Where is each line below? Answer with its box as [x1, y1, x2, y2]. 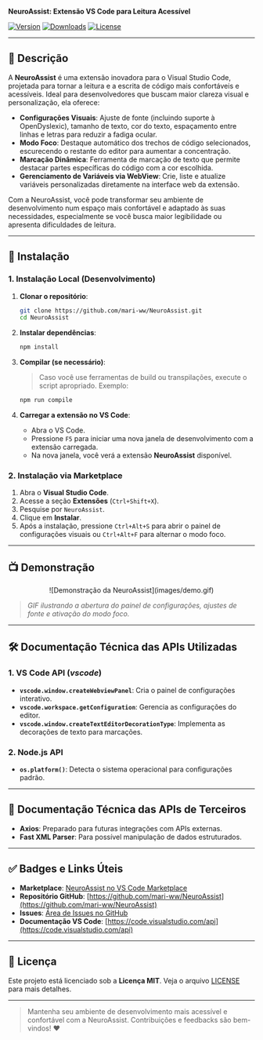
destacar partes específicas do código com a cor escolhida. [19, 162, 214, 172]
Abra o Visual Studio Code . [19, 488, 110, 498]
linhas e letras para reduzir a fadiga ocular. [19, 130, 158, 139]
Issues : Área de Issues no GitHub [19, 908, 128, 918]
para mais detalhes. [8, 984, 72, 994]
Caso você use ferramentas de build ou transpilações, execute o [38, 373, 247, 382]
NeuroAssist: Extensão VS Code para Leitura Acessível [8, 7, 191, 16]
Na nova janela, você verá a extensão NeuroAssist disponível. [31, 451, 232, 460]
